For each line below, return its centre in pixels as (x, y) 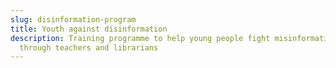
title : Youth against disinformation (89, 29)
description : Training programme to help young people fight (140, 38)
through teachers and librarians (89, 47)
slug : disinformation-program (73, 19)
